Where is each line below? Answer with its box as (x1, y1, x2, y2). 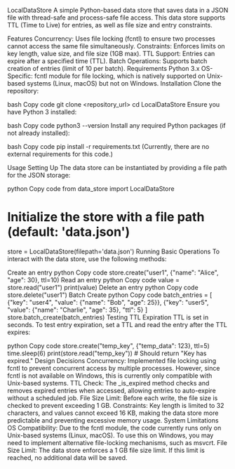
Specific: (7, 72, 33, 80)
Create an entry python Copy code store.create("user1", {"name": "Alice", (7, 268, 219, 277)
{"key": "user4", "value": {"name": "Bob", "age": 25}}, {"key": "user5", (7, 298, 209, 306)
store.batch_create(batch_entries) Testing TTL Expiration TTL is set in (7, 312, 209, 322)
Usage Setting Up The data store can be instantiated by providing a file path (7, 164, 227, 171)
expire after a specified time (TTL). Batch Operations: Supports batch (7, 57, 208, 65)
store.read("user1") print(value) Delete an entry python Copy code (7, 283, 199, 291)
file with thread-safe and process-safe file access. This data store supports (7, 13, 226, 22)
